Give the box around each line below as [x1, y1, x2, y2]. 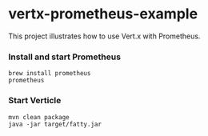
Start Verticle [8, 95, 62, 106]
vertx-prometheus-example [8, 5, 198, 23]
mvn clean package [8, 113, 70, 121]
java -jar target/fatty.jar [8, 120, 102, 128]
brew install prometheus [8, 70, 91, 78]
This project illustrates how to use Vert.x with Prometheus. [8, 31, 201, 41]
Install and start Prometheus [8, 51, 122, 62]
